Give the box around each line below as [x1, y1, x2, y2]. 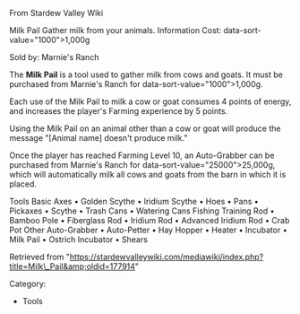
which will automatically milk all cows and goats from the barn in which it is [9, 170, 287, 179]
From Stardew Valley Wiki [9, 8, 104, 18]
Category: [9, 278, 47, 289]
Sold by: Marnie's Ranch [9, 52, 99, 62]
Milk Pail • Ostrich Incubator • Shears [9, 234, 148, 245]
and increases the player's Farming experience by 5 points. [9, 106, 228, 116]
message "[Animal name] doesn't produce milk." [9, 133, 188, 143]
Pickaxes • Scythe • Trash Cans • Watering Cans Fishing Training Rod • [9, 205, 275, 216]
